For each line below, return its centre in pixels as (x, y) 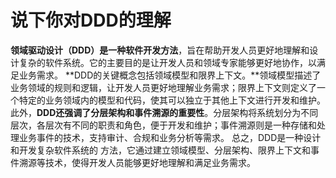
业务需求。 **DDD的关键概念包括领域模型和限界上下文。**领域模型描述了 (170, 75)
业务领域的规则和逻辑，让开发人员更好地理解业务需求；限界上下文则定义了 (163, 87)
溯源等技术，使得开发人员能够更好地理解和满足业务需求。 (137, 162)
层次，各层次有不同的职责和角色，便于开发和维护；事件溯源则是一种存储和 (163, 125)
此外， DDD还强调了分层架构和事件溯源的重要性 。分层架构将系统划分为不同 (164, 112)
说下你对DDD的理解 (91, 20)
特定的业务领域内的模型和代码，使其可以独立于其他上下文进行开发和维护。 (172, 100)
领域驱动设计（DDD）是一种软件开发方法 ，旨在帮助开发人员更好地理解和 (160, 50)
